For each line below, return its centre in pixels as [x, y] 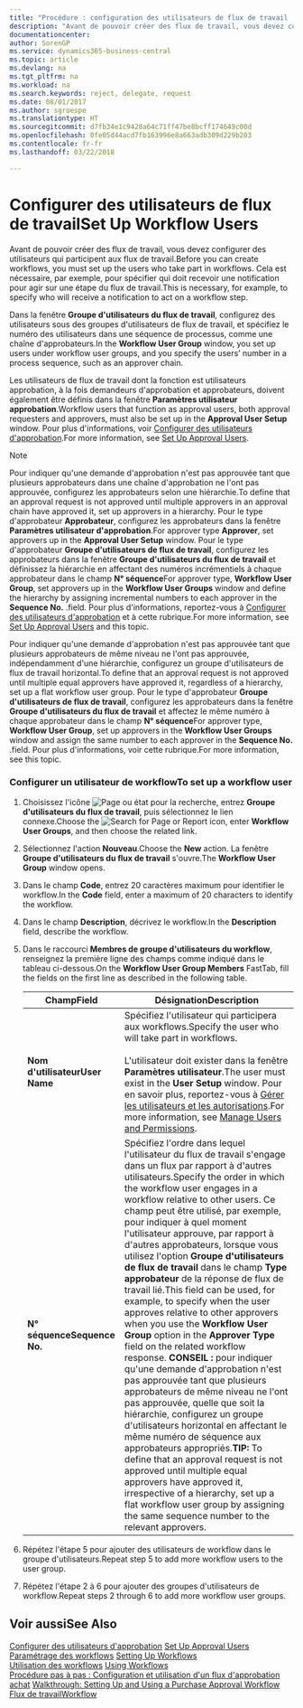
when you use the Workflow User [197, 1323]
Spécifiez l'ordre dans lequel [185, 1142]
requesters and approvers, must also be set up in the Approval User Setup [148, 418]
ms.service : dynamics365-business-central [90, 52]
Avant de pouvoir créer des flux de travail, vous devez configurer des [138, 249]
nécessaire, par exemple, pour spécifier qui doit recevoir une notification [144, 277]
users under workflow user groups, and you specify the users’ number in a [148, 352]
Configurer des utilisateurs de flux [141, 205]
